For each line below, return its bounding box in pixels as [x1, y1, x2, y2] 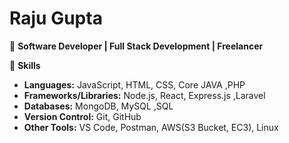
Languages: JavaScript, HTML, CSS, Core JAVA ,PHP [23, 78, 246, 91]
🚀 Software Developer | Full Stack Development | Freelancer [9, 40, 264, 52]
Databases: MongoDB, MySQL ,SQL [23, 100, 174, 112]
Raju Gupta [9, 7, 103, 30]
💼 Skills [9, 59, 41, 71]
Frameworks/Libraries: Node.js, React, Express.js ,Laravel [23, 89, 266, 101]
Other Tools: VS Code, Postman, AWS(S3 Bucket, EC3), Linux [23, 121, 279, 133]
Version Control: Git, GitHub [23, 110, 142, 122]
